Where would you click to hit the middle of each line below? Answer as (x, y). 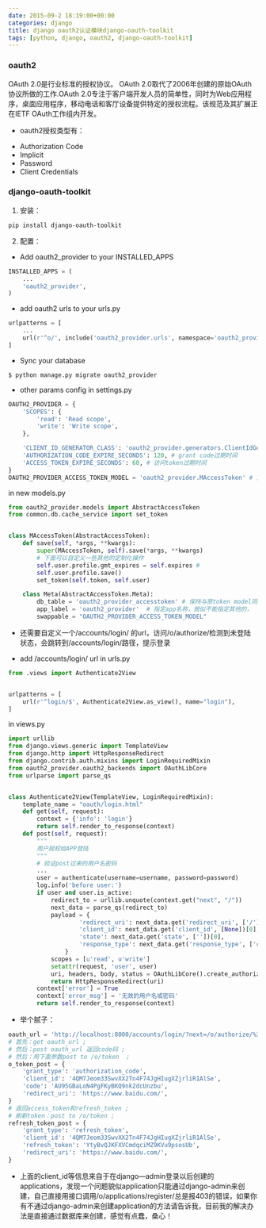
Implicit (32, 155)
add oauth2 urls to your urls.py (70, 309)
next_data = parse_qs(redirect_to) (109, 908)
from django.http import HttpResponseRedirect (86, 754)
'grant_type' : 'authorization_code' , (85, 1072)
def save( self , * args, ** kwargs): (79, 543)
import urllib (32, 739)
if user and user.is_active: (85, 893)
